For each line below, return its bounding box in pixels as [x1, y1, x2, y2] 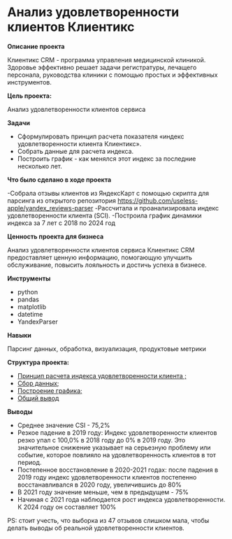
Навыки [7, 331, 31, 339]
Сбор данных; [17, 379, 59, 387]
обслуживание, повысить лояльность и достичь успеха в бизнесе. [7, 260, 208, 269]
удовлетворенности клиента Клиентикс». [17, 139, 142, 148]
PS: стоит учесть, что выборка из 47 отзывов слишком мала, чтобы [7, 516, 210, 524]
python [17, 287, 38, 296]
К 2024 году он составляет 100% [17, 503, 117, 511]
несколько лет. [17, 161, 63, 170]
